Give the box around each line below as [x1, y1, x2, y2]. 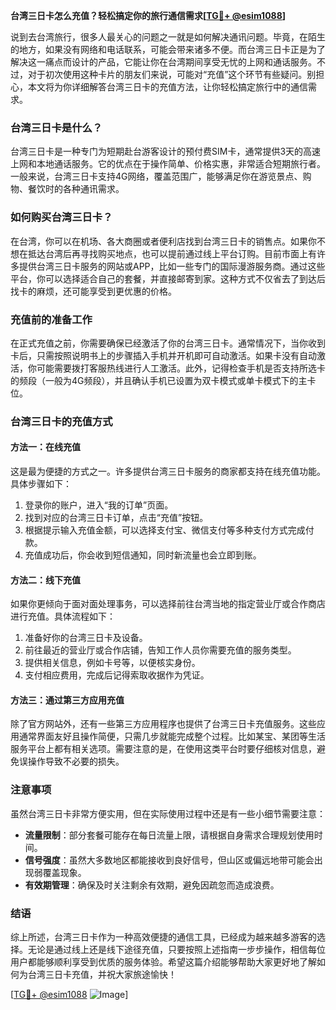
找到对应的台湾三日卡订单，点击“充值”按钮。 [24, 512, 209, 524]
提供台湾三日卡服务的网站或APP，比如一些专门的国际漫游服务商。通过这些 [18, 260, 326, 272]
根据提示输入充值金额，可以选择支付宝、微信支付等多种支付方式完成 [24, 524, 306, 536]
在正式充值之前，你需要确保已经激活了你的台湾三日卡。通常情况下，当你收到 [10, 337, 326, 349]
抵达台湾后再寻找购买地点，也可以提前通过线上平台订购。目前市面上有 [27, 247, 317, 259]
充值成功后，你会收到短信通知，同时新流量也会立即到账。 [24, 549, 262, 561]
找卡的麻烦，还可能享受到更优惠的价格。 [10, 285, 177, 297]
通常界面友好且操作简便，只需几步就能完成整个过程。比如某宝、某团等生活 [18, 730, 326, 743]
